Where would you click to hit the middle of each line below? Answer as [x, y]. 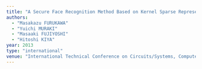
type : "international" [35, 51]
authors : [17, 17]
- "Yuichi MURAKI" [35, 28]
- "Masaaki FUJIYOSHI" [40, 34]
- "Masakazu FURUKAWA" [40, 23]
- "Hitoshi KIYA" [33, 40]
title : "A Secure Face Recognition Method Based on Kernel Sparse [91, 12]
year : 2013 [20, 46]
